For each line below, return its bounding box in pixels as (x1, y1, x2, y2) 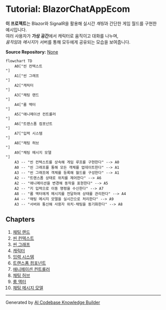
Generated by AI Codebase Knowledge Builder (5, 299, 100, 305)
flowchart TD (5, 58, 33, 63)
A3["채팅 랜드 (14, 93, 39, 98)
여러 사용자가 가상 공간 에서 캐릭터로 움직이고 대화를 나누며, (5, 33, 119, 39)
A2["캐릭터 (14, 83, 34, 88)
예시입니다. (5, 26, 27, 33)
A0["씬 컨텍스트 (14, 63, 43, 69)
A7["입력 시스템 (14, 131, 43, 136)
